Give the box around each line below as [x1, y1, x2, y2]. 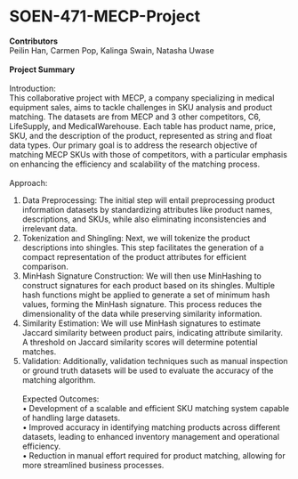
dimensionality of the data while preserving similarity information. [21, 308, 262, 319]
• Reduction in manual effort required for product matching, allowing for [21, 450, 286, 460]
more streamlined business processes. [21, 459, 165, 470]
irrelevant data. [21, 223, 78, 233]
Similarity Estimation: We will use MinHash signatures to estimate [21, 318, 261, 329]
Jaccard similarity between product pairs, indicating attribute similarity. [21, 327, 283, 337]
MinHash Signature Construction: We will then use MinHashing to [21, 270, 262, 281]
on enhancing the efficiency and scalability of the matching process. [9, 158, 261, 169]
